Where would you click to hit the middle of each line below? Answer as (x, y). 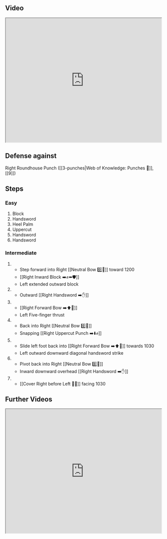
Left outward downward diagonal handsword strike (71, 353)
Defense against (31, 156)
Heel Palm (23, 224)
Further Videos (29, 399)
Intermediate (21, 253)
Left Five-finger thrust (42, 314)
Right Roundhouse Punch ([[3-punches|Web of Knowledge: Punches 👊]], (80, 168)
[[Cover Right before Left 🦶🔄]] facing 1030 (63, 384)
